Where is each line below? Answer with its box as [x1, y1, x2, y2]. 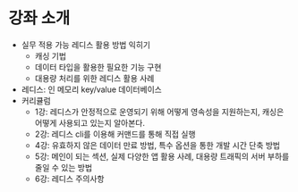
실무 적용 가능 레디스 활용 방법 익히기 [21, 39, 151, 50]
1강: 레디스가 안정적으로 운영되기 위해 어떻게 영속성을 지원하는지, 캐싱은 [34, 106, 285, 117]
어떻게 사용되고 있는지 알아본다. [34, 117, 145, 128]
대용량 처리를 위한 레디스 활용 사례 [34, 72, 155, 83]
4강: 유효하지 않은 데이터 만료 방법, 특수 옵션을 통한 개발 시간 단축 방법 [34, 139, 281, 150]
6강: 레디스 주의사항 [34, 173, 105, 184]
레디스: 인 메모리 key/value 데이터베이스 [21, 84, 162, 95]
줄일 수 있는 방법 [34, 162, 93, 172]
